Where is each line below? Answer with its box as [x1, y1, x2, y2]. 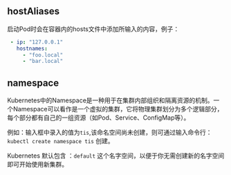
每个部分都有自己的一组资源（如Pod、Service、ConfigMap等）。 [7, 113, 190, 122]
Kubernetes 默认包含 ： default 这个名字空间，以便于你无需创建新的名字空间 [7, 151, 225, 160]
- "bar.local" [22, 58, 64, 65]
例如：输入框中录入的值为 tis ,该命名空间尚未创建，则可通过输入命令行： [7, 128, 212, 137]
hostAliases [7, 6, 60, 17]
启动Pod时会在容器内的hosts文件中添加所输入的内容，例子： [7, 24, 180, 33]
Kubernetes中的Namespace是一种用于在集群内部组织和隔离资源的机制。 [7, 96, 214, 104]
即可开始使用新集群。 [7, 160, 68, 169]
